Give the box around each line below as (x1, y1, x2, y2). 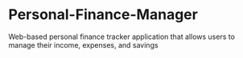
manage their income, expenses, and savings (8, 40, 159, 49)
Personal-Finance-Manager (8, 6, 199, 24)
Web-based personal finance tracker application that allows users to (8, 32, 236, 41)
